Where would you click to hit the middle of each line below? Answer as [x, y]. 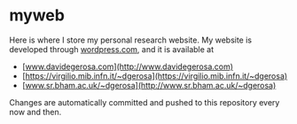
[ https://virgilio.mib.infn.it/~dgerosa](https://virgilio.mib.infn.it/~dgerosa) [155, 75]
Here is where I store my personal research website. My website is [131, 40]
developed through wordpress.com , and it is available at [112, 49]
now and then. [35, 112]
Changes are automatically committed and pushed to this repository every [145, 102]
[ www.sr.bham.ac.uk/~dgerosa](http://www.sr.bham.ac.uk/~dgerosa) [149, 85]
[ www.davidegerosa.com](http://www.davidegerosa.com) [127, 66]
